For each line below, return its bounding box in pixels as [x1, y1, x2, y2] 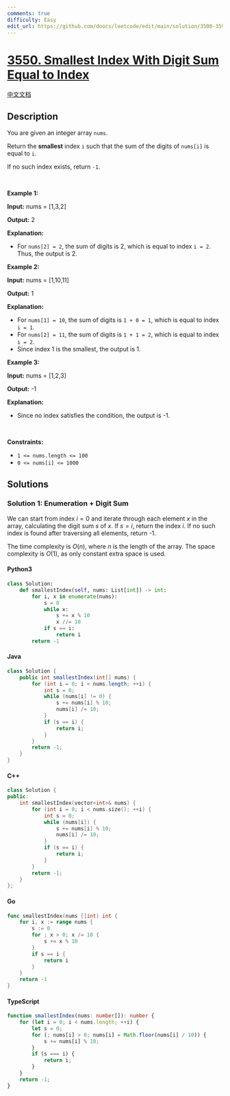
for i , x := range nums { [19, 919, 94, 925]
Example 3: [7, 358, 40, 366]
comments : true [7, 10, 51, 17]
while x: [43, 606, 69, 613]
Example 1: [7, 189, 39, 197]
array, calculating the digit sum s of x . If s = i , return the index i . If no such [7, 521, 216, 530]
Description [7, 110, 58, 122]
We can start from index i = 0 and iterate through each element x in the [7, 514, 207, 523]
